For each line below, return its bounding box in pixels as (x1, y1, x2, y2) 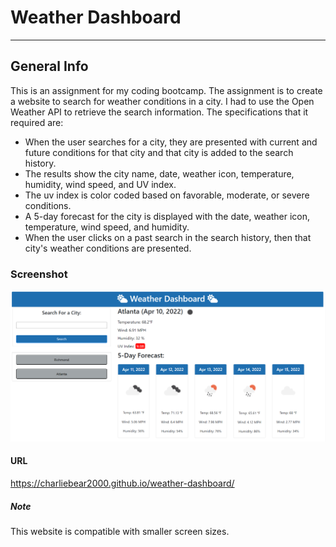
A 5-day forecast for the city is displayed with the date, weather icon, (24, 210, 311, 222)
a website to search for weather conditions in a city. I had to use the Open (10, 95, 315, 107)
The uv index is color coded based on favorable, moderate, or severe (24, 189, 310, 201)
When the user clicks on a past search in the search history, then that (24, 231, 312, 243)
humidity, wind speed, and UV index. (24, 178, 177, 190)
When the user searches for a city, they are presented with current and (24, 136, 318, 148)
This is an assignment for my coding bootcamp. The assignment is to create (10, 84, 323, 96)
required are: (10, 116, 64, 128)
